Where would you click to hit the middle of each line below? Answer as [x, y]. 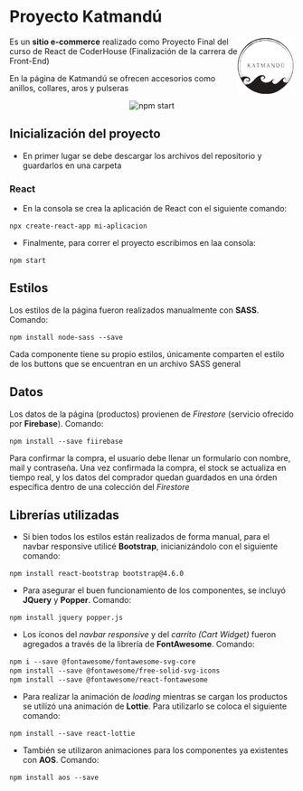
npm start [28, 261]
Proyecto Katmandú [86, 17]
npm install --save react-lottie [72, 734]
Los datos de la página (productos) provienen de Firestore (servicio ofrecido [151, 414]
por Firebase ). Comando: [57, 423]
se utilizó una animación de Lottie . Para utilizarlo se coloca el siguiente [155, 706]
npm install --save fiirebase [66, 441]
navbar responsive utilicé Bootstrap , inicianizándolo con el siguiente [150, 546]
